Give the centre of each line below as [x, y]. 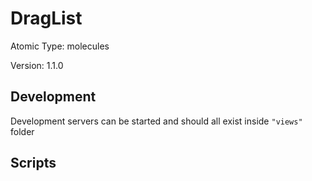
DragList [46, 18]
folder [22, 131]
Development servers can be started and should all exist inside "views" [156, 121]
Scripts [33, 163]
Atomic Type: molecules [60, 46]
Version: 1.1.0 [37, 65]
